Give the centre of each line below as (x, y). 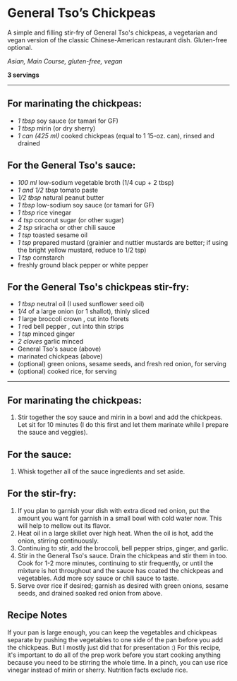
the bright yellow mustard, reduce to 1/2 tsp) (82, 250)
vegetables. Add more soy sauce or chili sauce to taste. (98, 578)
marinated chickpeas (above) (60, 356)
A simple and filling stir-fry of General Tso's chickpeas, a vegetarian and (112, 32)
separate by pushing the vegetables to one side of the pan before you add (115, 639)
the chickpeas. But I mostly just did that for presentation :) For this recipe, (114, 647)
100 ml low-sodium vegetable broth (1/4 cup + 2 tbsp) (96, 182)
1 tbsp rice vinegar (44, 212)
